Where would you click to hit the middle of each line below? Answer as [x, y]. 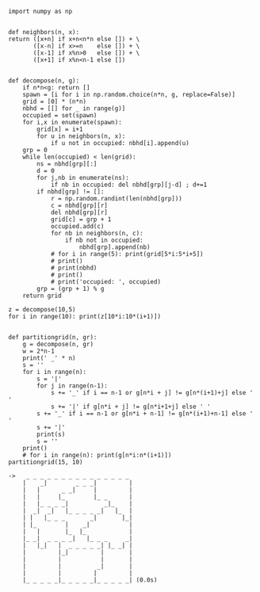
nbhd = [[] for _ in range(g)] [74, 109]
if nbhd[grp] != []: [71, 192]
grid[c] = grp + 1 [81, 220]
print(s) [51, 434]
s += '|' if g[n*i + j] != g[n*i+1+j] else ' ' [131, 407]
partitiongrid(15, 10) [46, 462]
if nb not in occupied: [104, 240]
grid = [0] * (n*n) [55, 101]
